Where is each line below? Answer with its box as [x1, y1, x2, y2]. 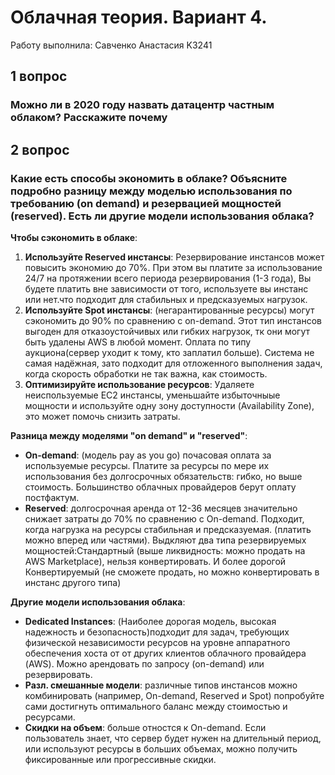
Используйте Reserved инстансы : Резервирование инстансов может [24, 251, 325, 263]
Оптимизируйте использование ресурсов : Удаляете [24, 378, 255, 390]
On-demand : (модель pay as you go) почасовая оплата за [24, 449, 272, 461]
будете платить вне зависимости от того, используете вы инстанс [24, 282, 309, 295]
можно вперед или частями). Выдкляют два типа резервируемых [24, 534, 307, 546]
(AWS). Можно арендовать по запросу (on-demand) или [24, 657, 265, 670]
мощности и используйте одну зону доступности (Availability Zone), [24, 399, 315, 411]
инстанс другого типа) [24, 576, 122, 588]
